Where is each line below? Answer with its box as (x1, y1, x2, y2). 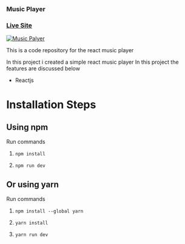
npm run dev (15, 163, 45, 169)
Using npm (6, 122, 49, 132)
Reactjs (15, 76, 35, 84)
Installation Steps (6, 98, 96, 112)
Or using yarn (6, 179, 59, 189)
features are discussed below (6, 65, 81, 72)
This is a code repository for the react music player (6, 47, 134, 54)
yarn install (15, 220, 49, 226)
